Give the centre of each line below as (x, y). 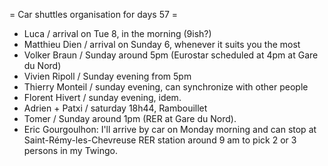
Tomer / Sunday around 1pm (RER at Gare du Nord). (130, 118)
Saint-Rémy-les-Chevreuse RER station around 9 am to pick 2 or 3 (160, 140)
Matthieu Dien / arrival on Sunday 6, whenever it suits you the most (162, 44)
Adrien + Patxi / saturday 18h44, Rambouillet (115, 108)
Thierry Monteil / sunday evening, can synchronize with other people (166, 87)
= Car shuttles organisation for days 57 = (94, 14)
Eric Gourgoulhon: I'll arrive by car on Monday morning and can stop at (170, 129)
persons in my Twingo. (70, 150)
